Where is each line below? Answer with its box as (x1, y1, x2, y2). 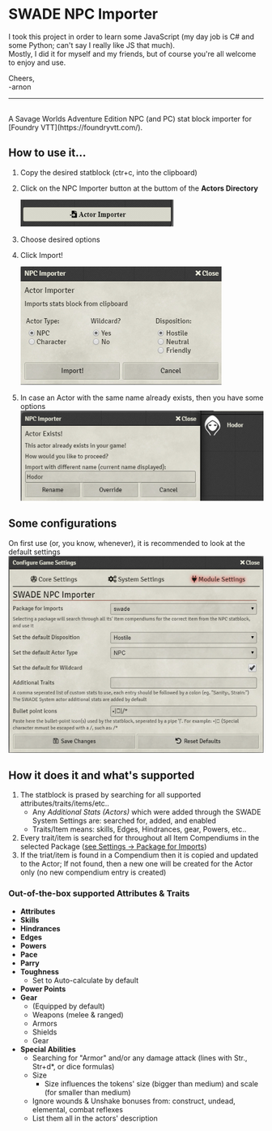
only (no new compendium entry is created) (19, 867, 167, 877)
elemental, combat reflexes (32, 1104, 124, 1114)
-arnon (8, 82, 32, 92)
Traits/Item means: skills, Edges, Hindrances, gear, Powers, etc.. (32, 824, 247, 834)
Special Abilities (19, 1044, 77, 1054)
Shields (32, 1027, 57, 1037)
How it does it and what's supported (8, 768, 195, 783)
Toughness (19, 966, 59, 976)
